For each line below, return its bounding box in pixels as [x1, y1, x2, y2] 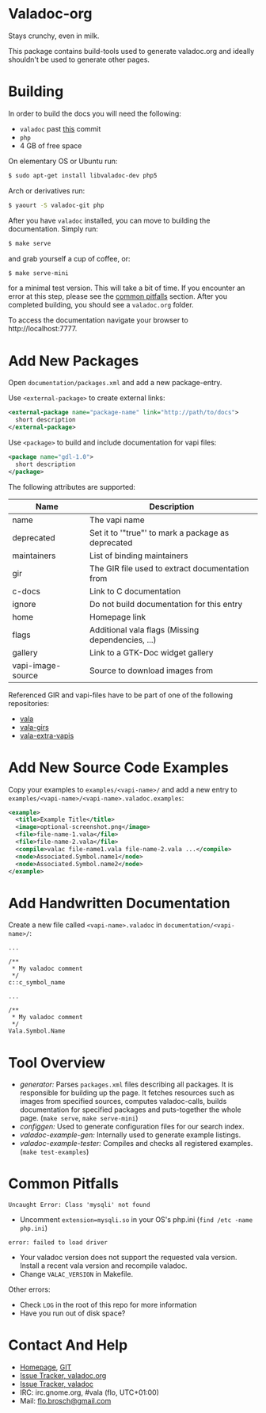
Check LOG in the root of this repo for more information [19, 1300, 197, 1310]
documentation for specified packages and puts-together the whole [19, 1105, 241, 1114]
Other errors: [8, 1285, 51, 1294]
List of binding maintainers [89, 550, 188, 561]
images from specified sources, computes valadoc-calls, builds [19, 1097, 227, 1106]
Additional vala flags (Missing [89, 624, 199, 635]
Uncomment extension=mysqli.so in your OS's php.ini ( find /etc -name [19, 1215, 253, 1224]
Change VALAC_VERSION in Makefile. [19, 1270, 133, 1279]
